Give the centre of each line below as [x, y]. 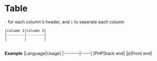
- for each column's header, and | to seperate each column [64, 22]
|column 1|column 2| [26, 30]
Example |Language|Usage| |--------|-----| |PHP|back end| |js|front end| [78, 53]
